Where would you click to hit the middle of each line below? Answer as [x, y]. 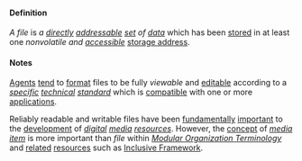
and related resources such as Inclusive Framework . [106, 148]
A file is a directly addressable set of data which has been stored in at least [150, 32]
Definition [28, 13]
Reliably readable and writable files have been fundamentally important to [146, 119]
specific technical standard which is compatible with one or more [131, 92]
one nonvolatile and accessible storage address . [100, 42]
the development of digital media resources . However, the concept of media [151, 129]
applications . [33, 102]
